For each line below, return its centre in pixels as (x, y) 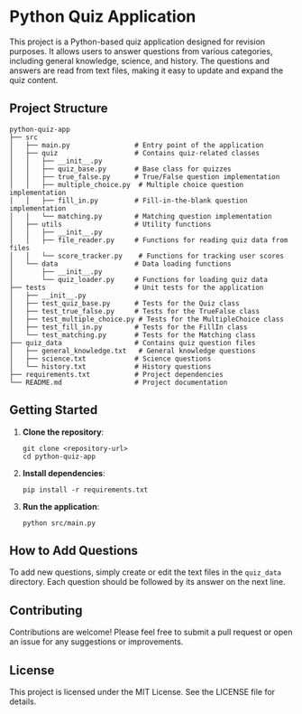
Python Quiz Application (103, 17)
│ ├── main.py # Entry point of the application (137, 145)
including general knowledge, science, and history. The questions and (140, 61)
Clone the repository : (63, 432)
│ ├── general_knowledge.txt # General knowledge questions (133, 351)
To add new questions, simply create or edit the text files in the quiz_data (146, 572)
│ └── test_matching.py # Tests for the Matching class (133, 335)
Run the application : (61, 506)
